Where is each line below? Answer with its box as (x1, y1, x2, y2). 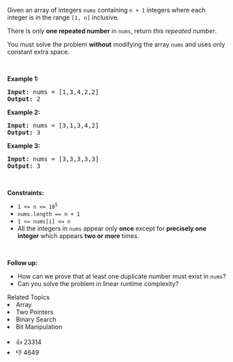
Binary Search (16, 315, 57, 323)
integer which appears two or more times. (17, 232, 140, 239)
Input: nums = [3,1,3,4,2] (7, 122, 99, 129)
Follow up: (7, 259, 38, 267)
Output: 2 (7, 95, 40, 103)
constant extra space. (7, 48, 70, 56)
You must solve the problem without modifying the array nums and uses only (7, 40, 225, 48)
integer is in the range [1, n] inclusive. (7, 13, 120, 22)
